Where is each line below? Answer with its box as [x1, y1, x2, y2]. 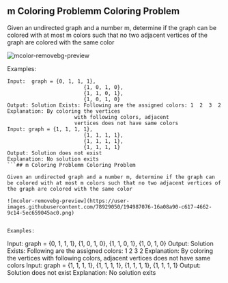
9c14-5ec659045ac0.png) [7, 209, 75, 216]
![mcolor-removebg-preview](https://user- [7, 198, 130, 204]
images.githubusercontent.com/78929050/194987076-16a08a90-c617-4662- [7, 203, 212, 211]
